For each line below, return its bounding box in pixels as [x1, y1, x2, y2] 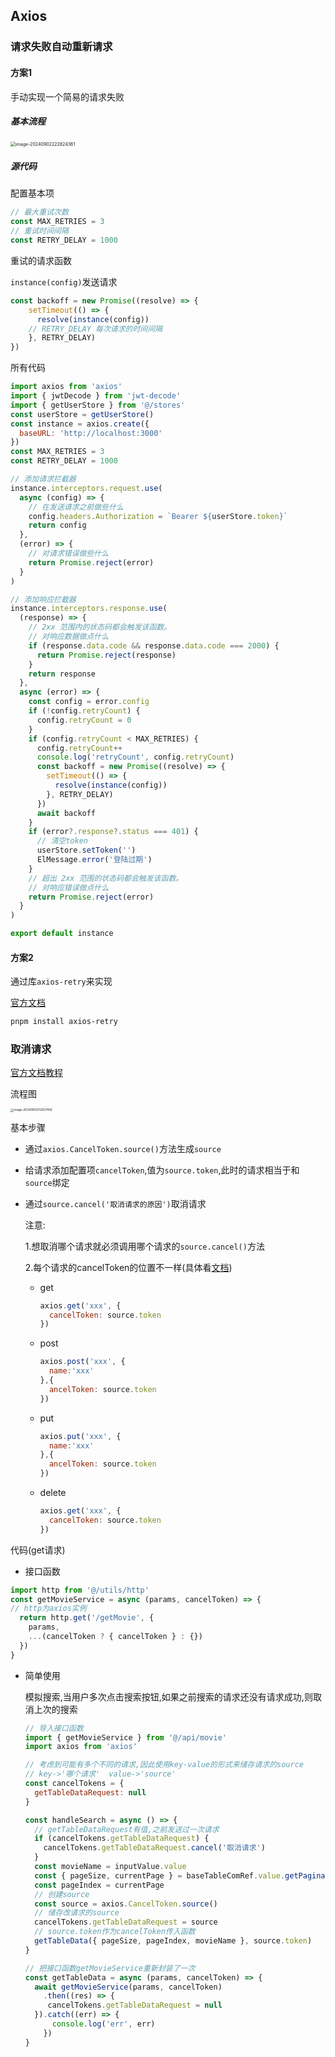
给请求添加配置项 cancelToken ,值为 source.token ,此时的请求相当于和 [24, 1164, 300, 1176]
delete [39, 1487, 67, 1499]
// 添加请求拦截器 [10, 474, 77, 484]
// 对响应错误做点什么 [28, 882, 110, 893]
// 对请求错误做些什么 [28, 549, 110, 559]
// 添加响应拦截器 [10, 594, 77, 604]
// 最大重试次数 [10, 207, 69, 218]
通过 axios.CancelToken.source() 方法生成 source [24, 1142, 222, 1154]
